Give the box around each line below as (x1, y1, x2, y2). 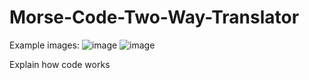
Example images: (9, 39, 80, 51)
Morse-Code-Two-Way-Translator (9, 6, 300, 29)
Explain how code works (9, 58, 111, 70)
